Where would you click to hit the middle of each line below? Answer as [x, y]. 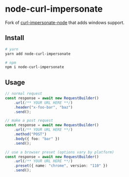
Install [15, 38]
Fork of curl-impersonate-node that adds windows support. [65, 22]
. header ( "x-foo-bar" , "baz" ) [43, 107]
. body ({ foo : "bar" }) [37, 139]
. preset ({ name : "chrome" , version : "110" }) [61, 166]
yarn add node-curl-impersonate [38, 54]
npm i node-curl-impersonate [35, 67]
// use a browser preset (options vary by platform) [60, 152]
